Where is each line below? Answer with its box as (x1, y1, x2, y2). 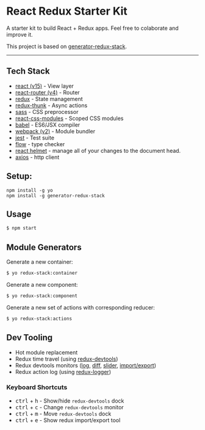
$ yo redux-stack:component (6, 292, 78, 299)
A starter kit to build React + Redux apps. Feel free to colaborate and (6, 24, 179, 32)
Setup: (6, 171, 32, 182)
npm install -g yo (6, 187, 53, 193)
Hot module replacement (15, 348, 78, 356)
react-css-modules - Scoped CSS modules (15, 115, 124, 122)
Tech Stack (6, 66, 50, 77)
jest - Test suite (15, 134, 55, 141)
